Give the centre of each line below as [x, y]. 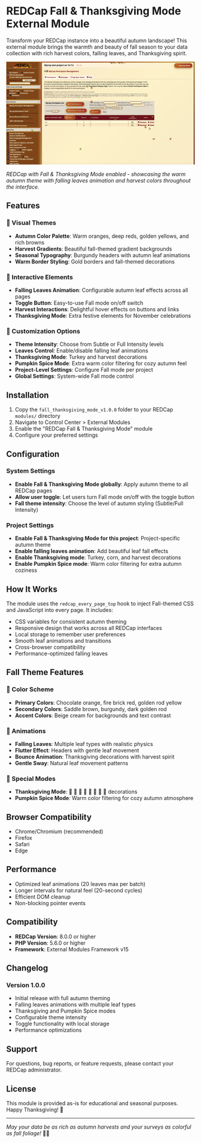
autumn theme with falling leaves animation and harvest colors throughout [98, 181]
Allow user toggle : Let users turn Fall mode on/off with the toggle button [104, 497]
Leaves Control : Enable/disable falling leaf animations [81, 351]
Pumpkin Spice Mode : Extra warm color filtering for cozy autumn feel [101, 363]
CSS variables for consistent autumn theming [71, 621]
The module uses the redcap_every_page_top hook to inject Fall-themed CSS [100, 603]
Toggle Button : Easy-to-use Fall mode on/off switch [79, 303]
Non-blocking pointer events [50, 903]
